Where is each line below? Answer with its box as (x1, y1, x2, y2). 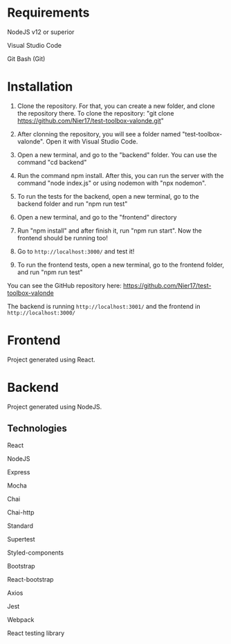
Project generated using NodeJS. (7, 402, 102, 411)
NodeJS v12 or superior (7, 28, 75, 36)
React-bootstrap (7, 575, 54, 583)
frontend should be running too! (17, 233, 109, 242)
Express (7, 467, 30, 476)
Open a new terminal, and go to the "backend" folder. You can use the (17, 150, 217, 159)
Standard (7, 521, 33, 530)
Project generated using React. (7, 355, 95, 364)
